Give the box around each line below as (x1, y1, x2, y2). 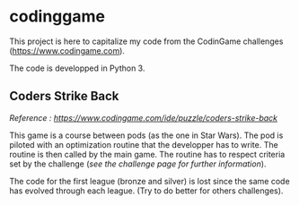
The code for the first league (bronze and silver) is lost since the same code (9, 175, 290, 186)
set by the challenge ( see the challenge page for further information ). (9, 158, 267, 169)
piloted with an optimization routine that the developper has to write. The (9, 139, 278, 149)
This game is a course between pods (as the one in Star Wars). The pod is (9, 130, 284, 141)
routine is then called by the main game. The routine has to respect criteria (9, 149, 286, 159)
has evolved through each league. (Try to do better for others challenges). (9, 185, 284, 196)
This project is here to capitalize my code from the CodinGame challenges (9, 36, 284, 47)
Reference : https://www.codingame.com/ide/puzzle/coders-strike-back (9, 112, 278, 123)
